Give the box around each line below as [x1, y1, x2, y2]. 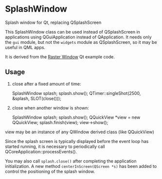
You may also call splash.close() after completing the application [5, 158, 137, 164]
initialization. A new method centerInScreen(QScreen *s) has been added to [5, 163, 157, 169]
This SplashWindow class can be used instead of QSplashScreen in [5, 29, 140, 35]
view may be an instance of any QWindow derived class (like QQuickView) [5, 129, 154, 135]
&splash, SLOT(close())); [12, 95, 62, 101]
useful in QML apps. [5, 44, 45, 50]
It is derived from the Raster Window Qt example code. [5, 54, 115, 59]
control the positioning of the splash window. [5, 168, 95, 174]
